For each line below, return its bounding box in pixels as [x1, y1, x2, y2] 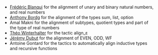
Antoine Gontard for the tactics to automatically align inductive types [9, 40, 147, 46]
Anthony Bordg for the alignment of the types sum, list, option [9, 15, 134, 20]
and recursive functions [9, 46, 57, 51]
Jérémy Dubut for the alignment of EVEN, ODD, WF [9, 35, 112, 41]
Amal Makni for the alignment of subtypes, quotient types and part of [9, 19, 149, 25]
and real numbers [9, 9, 45, 15]
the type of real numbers [9, 25, 60, 31]
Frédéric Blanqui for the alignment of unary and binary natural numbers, [9, 4, 154, 10]
